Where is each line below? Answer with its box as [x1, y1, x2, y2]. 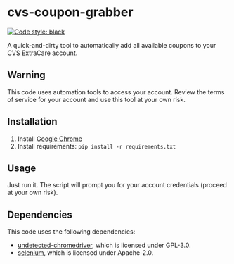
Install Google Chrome [17, 134, 83, 143]
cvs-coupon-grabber [7, 4, 134, 20]
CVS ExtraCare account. [7, 49, 78, 57]
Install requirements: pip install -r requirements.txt [17, 142, 176, 150]
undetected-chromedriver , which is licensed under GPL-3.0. [17, 241, 191, 250]
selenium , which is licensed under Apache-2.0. [17, 249, 154, 257]
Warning [7, 69, 46, 81]
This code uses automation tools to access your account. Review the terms [7, 87, 225, 96]
